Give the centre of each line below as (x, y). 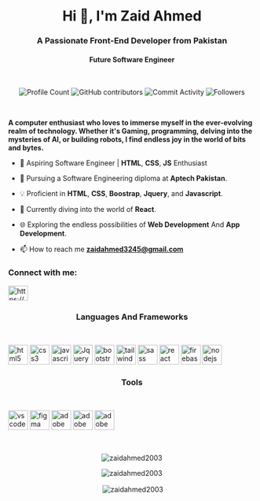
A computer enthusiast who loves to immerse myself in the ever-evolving (130, 123)
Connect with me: (43, 273)
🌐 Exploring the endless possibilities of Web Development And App (130, 225)
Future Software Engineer (132, 59)
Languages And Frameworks (132, 317)
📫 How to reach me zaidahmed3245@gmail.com (101, 249)
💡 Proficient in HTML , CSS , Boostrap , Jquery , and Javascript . (121, 194)
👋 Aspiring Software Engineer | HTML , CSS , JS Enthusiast (114, 163)
